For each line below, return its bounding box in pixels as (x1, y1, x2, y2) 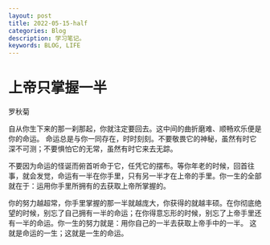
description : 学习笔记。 (8, 34, 86, 43)
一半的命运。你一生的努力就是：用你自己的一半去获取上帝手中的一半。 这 (14, 218, 257, 228)
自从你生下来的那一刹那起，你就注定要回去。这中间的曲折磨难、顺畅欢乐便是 (8, 124, 262, 133)
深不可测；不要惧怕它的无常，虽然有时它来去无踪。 (8, 144, 178, 153)
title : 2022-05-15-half (8, 19, 88, 27)
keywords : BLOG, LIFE (8, 42, 81, 50)
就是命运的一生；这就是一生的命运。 (8, 228, 129, 238)
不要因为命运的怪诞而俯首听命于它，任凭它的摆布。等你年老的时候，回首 (8, 161, 247, 171)
